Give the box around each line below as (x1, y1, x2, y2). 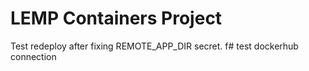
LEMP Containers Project (10, 7, 223, 30)
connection (10, 50, 57, 62)
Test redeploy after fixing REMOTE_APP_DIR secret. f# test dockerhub (10, 40, 299, 52)
